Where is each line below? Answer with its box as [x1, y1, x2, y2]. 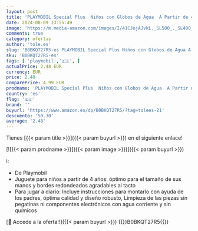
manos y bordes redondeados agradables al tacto [14, 182, 136, 189]
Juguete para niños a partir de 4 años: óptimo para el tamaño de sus [14, 176, 181, 183]
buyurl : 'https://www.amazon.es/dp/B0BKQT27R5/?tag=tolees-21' [6, 107, 165, 113]
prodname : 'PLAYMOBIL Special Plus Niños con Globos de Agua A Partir [6, 85, 189, 91]
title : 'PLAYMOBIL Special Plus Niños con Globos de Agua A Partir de [6, 14, 189, 20]
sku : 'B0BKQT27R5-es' [6, 52, 60, 58]
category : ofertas [6, 36, 51, 42]
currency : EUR [6, 69, 41, 75]
